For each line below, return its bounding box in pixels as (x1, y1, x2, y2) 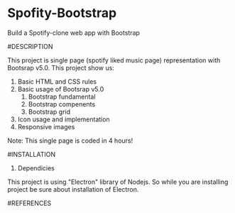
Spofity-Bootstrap (7, 5, 117, 21)
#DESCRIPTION (7, 42, 53, 50)
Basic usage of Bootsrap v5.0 (17, 84, 104, 93)
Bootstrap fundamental (28, 92, 96, 101)
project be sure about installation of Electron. (7, 185, 139, 193)
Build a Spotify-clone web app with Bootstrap (7, 28, 141, 37)
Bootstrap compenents (28, 99, 96, 108)
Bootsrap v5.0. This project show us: (7, 63, 115, 72)
